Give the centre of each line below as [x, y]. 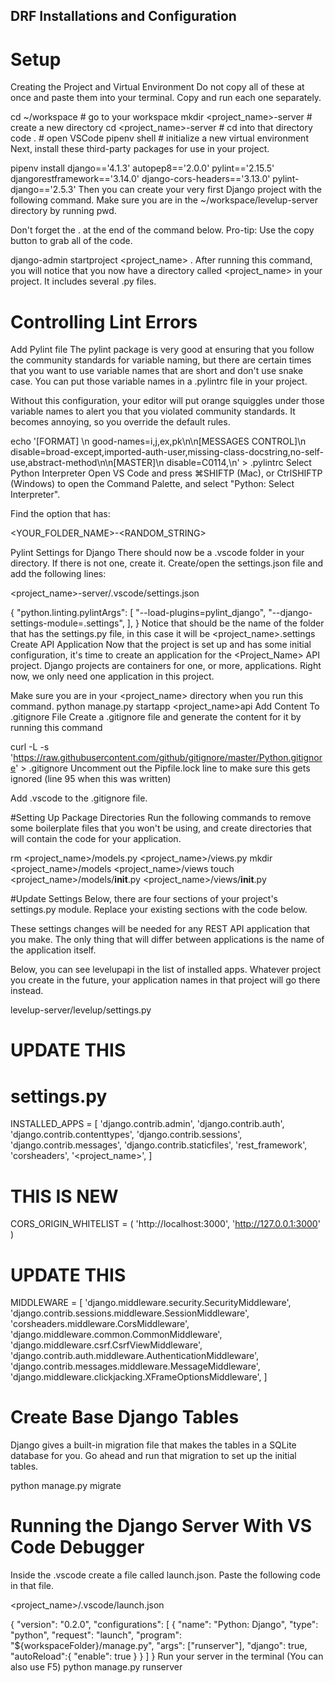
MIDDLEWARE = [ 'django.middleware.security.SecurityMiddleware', [151, 1303]
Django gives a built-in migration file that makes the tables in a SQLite [153, 1445]
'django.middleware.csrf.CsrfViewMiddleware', [106, 1345]
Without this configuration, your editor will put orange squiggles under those [167, 401]
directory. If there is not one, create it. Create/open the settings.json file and [167, 563]
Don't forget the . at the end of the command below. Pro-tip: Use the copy [162, 230]
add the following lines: [58, 574]
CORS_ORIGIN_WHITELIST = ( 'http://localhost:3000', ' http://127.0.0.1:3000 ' [165, 1224]
